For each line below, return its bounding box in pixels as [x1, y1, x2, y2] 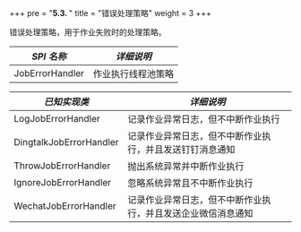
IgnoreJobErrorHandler [13, 176, 112, 188]
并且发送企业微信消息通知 [145, 207, 254, 219]
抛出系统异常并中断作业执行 [127, 160, 245, 172]
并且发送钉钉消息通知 [145, 143, 236, 155]
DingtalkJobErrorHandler [13, 136, 119, 148]
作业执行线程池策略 [92, 68, 175, 80]
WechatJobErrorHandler [13, 200, 116, 212]
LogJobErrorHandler [13, 113, 100, 125]
